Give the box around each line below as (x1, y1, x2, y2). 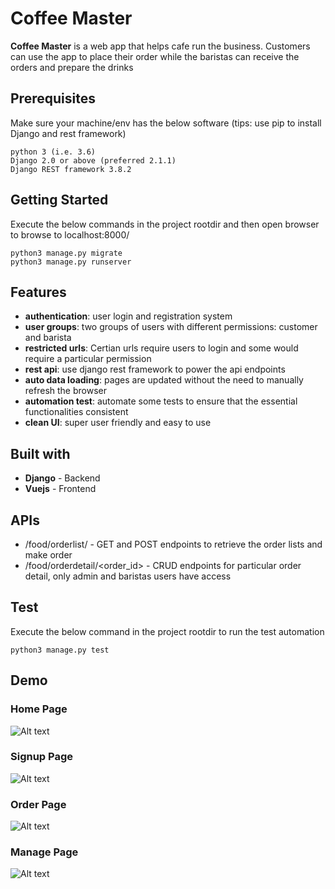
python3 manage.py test (10, 645, 110, 655)
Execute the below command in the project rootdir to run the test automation (10, 625, 325, 637)
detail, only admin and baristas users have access (24, 570, 232, 582)
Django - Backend (24, 472, 101, 484)
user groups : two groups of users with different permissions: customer (24, 321, 318, 333)
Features (10, 283, 67, 301)
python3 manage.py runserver (10, 257, 132, 267)
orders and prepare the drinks (10, 61, 134, 73)
